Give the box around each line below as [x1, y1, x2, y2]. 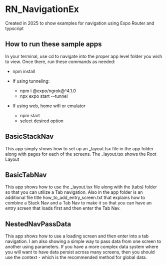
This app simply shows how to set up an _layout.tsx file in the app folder [5, 145, 154, 151]
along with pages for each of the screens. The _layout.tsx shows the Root [5, 151, 156, 157]
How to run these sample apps [5, 40, 102, 49]
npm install [12, 68, 35, 74]
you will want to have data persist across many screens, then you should [5, 249, 155, 255]
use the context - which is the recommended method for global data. [5, 254, 147, 260]
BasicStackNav [5, 132, 54, 141]
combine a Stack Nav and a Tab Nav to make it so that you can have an [5, 200, 152, 206]
